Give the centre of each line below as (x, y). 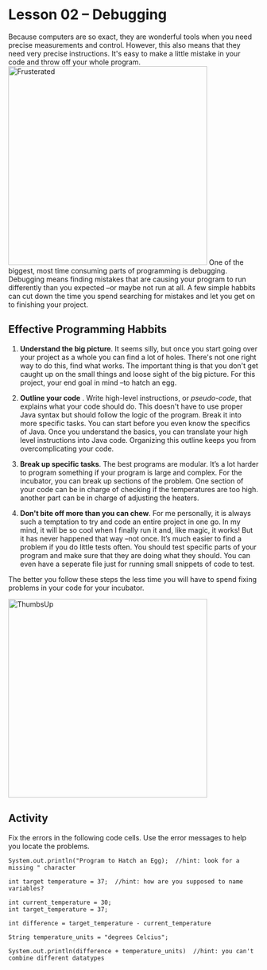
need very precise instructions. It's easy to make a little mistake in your (124, 53)
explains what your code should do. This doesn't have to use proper (131, 406)
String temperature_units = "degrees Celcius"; (89, 937)
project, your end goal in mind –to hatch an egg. (98, 382)
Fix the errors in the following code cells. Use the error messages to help (128, 837)
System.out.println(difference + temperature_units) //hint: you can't (131, 951)
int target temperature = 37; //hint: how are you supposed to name (126, 881)
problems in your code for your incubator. (76, 588)
